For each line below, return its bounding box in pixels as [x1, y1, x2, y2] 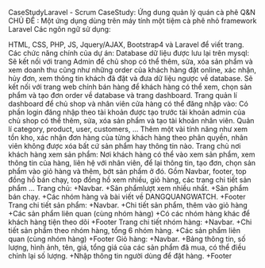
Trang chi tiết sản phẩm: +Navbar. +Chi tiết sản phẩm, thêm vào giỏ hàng [8, 200, 248, 210]
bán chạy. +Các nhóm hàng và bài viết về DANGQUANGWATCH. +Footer [8, 192, 246, 201]
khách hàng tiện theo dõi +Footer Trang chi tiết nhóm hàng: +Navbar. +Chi [8, 217, 252, 227]
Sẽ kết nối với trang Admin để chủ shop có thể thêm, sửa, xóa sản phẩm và [8, 56, 253, 66]
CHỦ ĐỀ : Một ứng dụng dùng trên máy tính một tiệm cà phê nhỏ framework [8, 16, 257, 25]
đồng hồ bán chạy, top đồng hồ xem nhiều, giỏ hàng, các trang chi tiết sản [8, 175, 252, 184]
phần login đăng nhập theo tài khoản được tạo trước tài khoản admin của [8, 107, 246, 117]
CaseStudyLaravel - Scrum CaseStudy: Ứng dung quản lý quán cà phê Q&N [8, 8, 255, 17]
